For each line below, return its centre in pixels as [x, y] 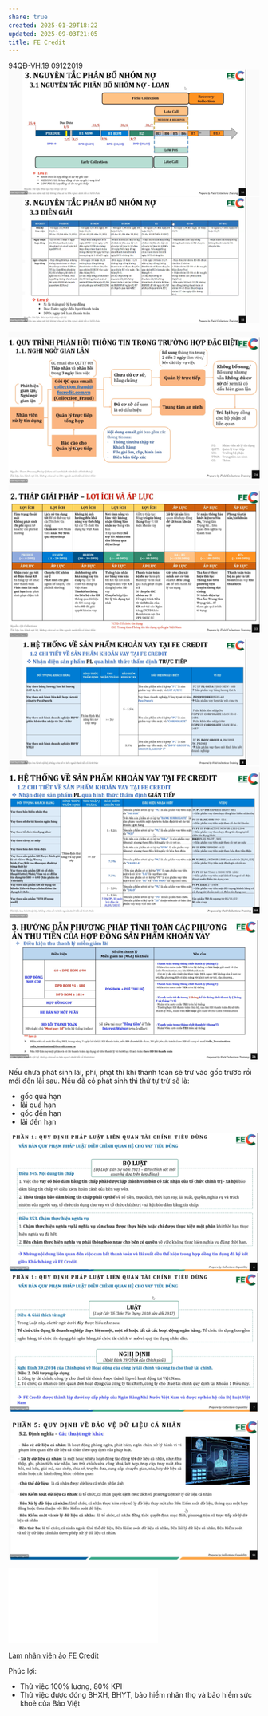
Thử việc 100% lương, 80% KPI [71, 1686]
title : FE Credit [37, 42]
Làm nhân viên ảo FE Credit [54, 1655]
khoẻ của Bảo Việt [50, 1703]
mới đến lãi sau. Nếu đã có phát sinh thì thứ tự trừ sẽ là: [99, 1081]
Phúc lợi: [23, 1671]
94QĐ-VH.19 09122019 [46, 66]
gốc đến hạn [41, 1113]
